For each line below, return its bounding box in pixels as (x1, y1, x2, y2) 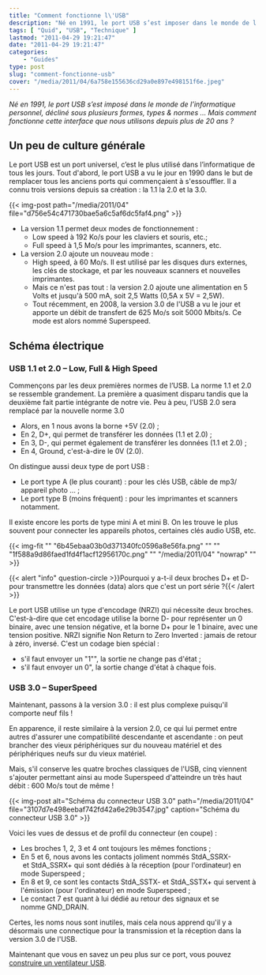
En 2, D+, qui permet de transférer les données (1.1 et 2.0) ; (20, 429, 212, 439)
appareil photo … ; (20, 486, 81, 494)
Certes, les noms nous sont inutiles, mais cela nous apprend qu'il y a (9, 917, 232, 928)
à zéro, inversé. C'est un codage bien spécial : (9, 639, 160, 648)
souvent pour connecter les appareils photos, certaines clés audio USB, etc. (9, 526, 257, 535)
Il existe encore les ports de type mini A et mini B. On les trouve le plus (9, 518, 238, 527)
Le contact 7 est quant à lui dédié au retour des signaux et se (20, 894, 219, 904)
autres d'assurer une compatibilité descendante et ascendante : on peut (9, 732, 244, 742)
